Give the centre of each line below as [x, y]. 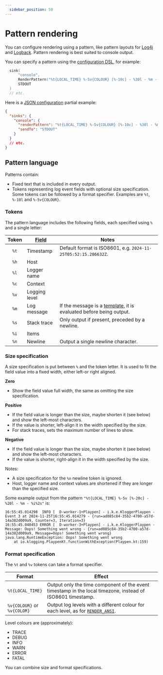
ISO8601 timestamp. [71, 597]
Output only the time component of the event [98, 585]
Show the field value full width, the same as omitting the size [73, 391]
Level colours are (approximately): [39, 623]
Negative [15, 440]
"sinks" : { [20, 116]
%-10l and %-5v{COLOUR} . [36, 199]
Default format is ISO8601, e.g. [95, 248]
